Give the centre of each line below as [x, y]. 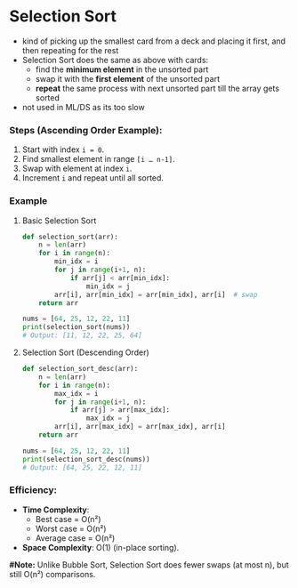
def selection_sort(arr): [70, 237]
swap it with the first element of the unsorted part [128, 78]
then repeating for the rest [70, 50]
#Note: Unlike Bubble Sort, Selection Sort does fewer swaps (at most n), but [149, 564]
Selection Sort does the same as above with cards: [115, 60]
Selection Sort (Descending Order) [85, 352]
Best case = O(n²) [68, 519]
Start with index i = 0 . [63, 149]
